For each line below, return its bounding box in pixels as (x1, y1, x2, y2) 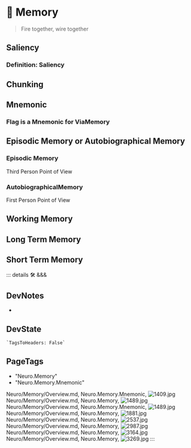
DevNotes (6, 291, 44, 301)
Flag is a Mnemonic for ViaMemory (6, 117, 110, 126)
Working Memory (6, 214, 73, 224)
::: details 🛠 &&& (6, 271, 47, 278)
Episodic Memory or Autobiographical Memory (6, 136, 186, 147)
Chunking (6, 79, 44, 89)
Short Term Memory (6, 255, 83, 265)
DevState (6, 324, 42, 334)
